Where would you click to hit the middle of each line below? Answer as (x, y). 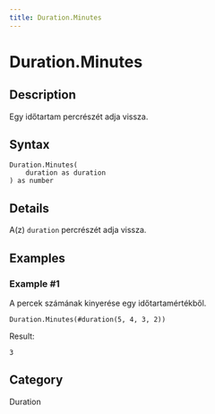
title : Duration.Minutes (56, 17)
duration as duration (65, 173)
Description (43, 95)
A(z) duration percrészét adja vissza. (78, 230)
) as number (31, 181)
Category (36, 380)
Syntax (30, 145)
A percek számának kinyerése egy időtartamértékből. (108, 303)
